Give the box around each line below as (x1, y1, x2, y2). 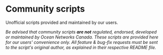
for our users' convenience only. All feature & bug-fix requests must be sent (5, 39, 158, 45)
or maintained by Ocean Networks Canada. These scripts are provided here (5, 34, 159, 40)
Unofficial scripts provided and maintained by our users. (5, 19, 118, 25)
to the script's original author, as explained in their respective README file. (5, 44, 156, 50)
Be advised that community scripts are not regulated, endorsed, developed (5, 29, 157, 35)
